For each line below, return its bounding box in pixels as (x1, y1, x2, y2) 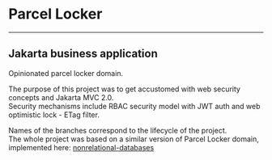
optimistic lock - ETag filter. (8, 110, 100, 120)
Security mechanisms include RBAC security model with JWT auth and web (8, 101, 261, 111)
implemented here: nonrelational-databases (8, 142, 155, 152)
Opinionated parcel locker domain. (8, 68, 124, 78)
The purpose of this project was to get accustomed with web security (8, 84, 241, 94)
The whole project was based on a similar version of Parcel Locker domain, (8, 134, 259, 144)
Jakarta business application (8, 47, 158, 61)
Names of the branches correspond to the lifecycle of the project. (8, 125, 227, 135)
